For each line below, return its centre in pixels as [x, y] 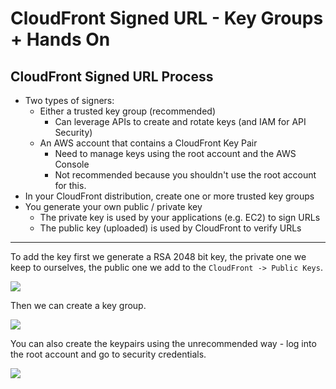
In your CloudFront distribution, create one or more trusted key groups [169, 196]
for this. [70, 185]
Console [72, 164]
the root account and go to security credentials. [108, 354]
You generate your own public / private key [113, 206]
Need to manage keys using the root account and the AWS [175, 153]
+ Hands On [60, 39]
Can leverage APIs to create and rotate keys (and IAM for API [180, 121]
